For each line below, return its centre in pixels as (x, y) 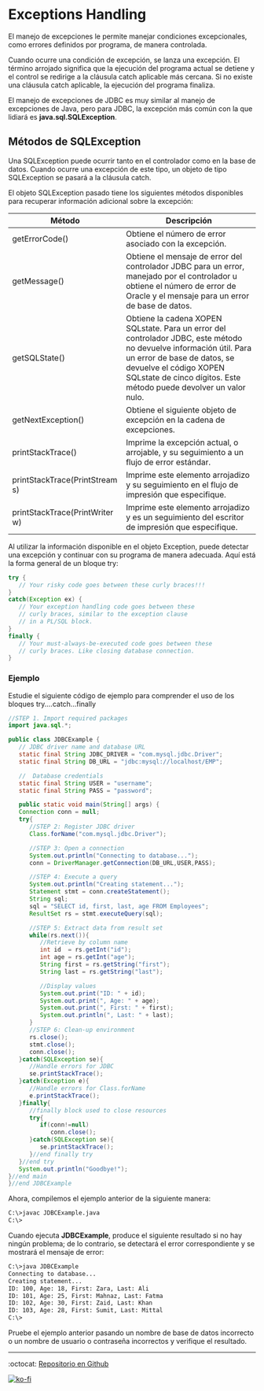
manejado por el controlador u (181, 276)
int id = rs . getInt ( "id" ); (86, 950)
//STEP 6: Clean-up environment (82, 1030)
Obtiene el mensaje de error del (184, 256)
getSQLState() (38, 357)
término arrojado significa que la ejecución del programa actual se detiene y (132, 68)
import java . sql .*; (40, 726)
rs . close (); (48, 1037)
